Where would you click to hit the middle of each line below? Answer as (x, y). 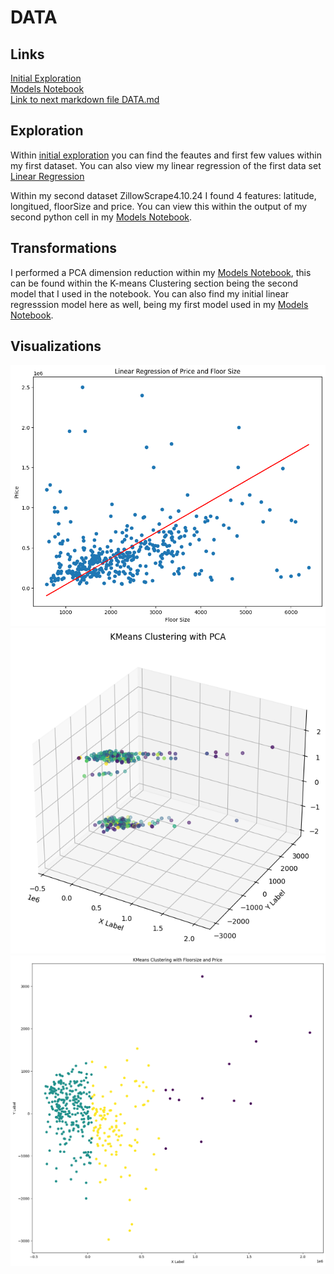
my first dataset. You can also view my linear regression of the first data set (166, 165)
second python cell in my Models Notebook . (101, 217)
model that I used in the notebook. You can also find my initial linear (149, 293)
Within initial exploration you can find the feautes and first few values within (166, 155)
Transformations (64, 248)
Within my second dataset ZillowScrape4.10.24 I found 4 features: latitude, (163, 195)
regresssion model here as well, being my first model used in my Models (159, 304)
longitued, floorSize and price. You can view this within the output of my (159, 206)
